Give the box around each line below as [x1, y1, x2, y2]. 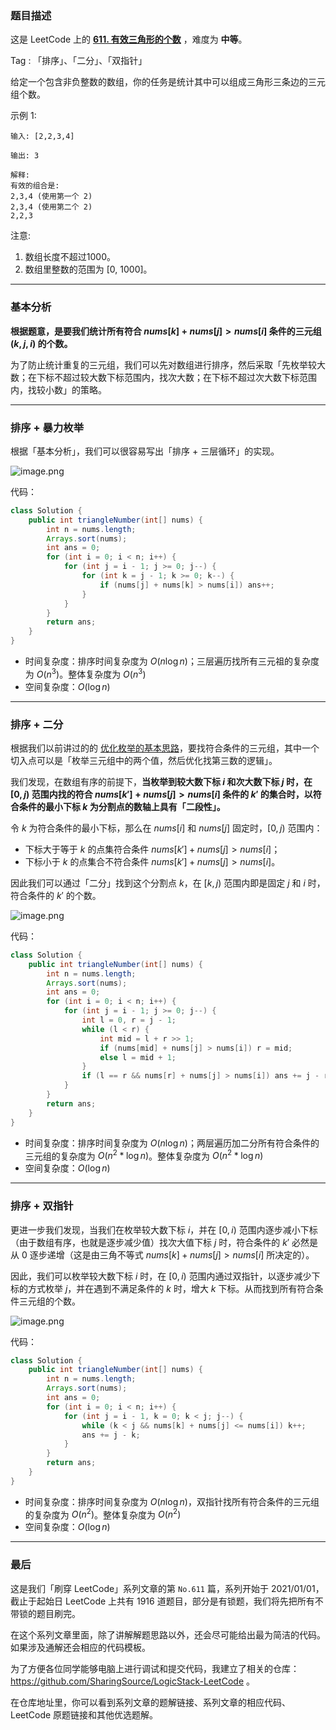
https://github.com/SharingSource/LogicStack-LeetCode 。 [10, 1675, 255, 1687]
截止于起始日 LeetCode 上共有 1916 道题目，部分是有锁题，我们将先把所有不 [10, 1595, 324, 1607]
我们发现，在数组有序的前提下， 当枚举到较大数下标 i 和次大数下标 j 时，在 [10, 775, 313, 787]
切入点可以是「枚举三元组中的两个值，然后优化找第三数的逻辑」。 [10, 754, 278, 766]
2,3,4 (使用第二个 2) [10, 202, 93, 212]
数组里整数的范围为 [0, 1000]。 [24, 263, 153, 276]
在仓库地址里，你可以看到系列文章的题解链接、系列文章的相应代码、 [10, 1696, 291, 1708]
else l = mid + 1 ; [99, 1052, 177, 1062]
